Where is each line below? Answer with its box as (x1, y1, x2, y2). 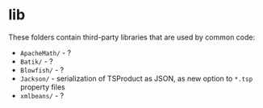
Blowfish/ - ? (19, 64, 65, 74)
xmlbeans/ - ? (19, 90, 65, 100)
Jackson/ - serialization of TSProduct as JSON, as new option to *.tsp (19, 73, 253, 83)
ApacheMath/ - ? (19, 48, 72, 57)
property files (19, 82, 66, 92)
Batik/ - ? (19, 56, 54, 66)
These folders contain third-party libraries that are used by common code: (8, 32, 256, 42)
